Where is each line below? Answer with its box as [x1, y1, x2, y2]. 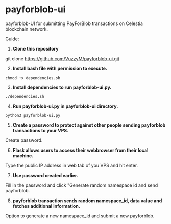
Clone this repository [12, 45, 59, 52]
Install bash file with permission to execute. [12, 65, 108, 71]
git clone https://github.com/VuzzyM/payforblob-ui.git [5, 55, 120, 62]
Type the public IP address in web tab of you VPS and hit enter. [5, 162, 138, 168]
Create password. [5, 137, 43, 143]
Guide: [5, 36, 19, 42]
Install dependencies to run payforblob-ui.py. [12, 84, 112, 90]
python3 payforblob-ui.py [5, 113, 60, 118]
